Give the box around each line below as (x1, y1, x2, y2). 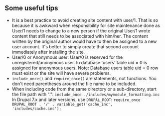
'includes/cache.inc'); (11, 106, 62, 111)
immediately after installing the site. (11, 49, 85, 55)
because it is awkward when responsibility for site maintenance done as (11, 22, 161, 28)
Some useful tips (4, 4, 58, 12)
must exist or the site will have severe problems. (11, 70, 111, 76)
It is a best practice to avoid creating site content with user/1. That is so (11, 17, 159, 23)
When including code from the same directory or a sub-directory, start (11, 86, 157, 92)
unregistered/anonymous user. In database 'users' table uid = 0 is (11, 59, 148, 65)
